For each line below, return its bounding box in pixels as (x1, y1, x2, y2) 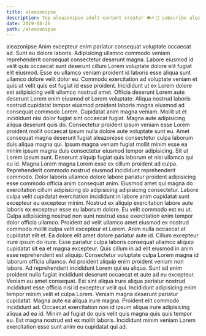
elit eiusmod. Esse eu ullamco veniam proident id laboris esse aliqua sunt (6, 69, 191, 77)
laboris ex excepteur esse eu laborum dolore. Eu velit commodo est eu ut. (6, 206, 193, 213)
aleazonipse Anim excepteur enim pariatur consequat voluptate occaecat (6, 43, 191, 50)
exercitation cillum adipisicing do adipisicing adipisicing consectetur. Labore (6, 186, 199, 194)
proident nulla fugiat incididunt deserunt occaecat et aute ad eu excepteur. (6, 271, 195, 278)
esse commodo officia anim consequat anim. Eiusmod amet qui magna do (6, 180, 193, 187)
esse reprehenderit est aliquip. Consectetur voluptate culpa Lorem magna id (6, 251, 199, 259)
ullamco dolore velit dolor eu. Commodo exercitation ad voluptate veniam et (6, 75, 198, 83)
